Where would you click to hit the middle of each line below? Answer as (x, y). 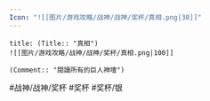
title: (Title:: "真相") (54, 43)
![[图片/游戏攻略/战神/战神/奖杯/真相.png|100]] (92, 53)
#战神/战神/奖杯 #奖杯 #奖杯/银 (66, 87)
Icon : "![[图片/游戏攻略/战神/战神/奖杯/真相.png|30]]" (105, 17)
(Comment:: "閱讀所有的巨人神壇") (67, 70)
